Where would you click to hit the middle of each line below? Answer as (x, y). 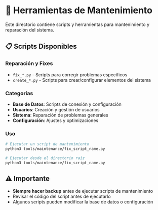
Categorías (19, 93)
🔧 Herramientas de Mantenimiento (79, 10)
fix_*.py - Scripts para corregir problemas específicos (70, 74)
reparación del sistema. (30, 29)
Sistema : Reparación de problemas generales (60, 115)
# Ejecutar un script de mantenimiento (47, 144)
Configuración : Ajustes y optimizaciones (55, 120)
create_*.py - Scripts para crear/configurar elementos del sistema (82, 80)
